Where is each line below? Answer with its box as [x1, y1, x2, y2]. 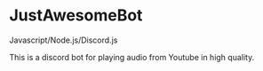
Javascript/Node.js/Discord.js [9, 35, 118, 45]
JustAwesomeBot [9, 5, 143, 26]
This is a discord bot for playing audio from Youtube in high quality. [9, 51, 255, 62]
